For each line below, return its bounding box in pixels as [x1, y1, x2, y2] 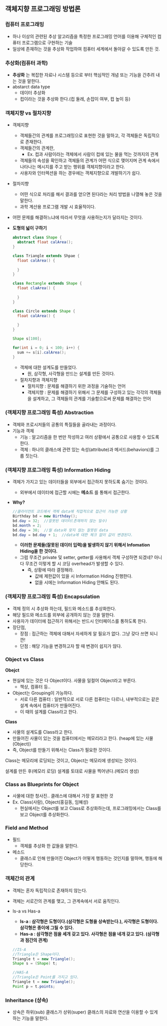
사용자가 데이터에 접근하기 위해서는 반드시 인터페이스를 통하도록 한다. [12, 618, 147, 624]
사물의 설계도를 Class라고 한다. [12, 729, 73, 735]
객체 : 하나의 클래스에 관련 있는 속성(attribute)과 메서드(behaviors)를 [19, 446, 155, 452]
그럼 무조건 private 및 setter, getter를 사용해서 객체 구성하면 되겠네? [19, 554, 153, 560]
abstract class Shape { [12, 235, 62, 240]
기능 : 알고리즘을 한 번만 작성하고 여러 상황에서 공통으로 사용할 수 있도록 [19, 434, 160, 440]
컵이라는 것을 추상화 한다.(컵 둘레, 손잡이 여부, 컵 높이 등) [19, 95, 131, 101]
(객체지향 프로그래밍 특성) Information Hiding [5, 466, 111, 473]
